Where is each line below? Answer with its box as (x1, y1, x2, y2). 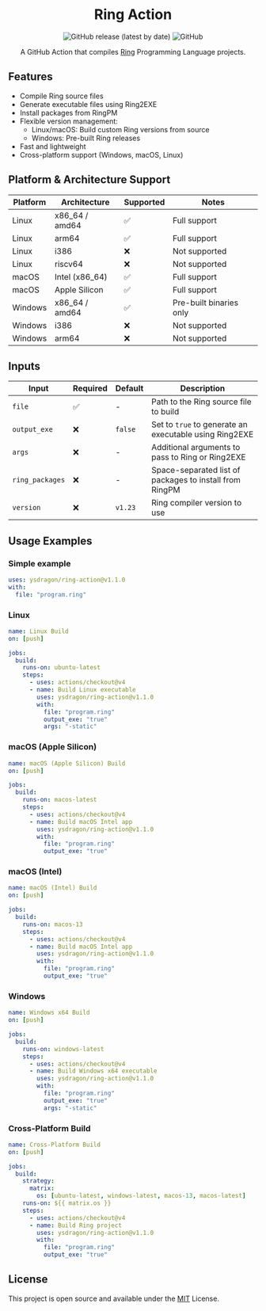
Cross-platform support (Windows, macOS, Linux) (19, 150, 184, 159)
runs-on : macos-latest (22, 796, 97, 804)
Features (8, 70, 53, 84)
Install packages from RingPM (19, 108, 118, 117)
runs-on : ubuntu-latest (22, 664, 101, 672)
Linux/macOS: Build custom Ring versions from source (31, 124, 210, 134)
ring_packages (12, 475, 66, 485)
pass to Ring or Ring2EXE (151, 452, 246, 463)
